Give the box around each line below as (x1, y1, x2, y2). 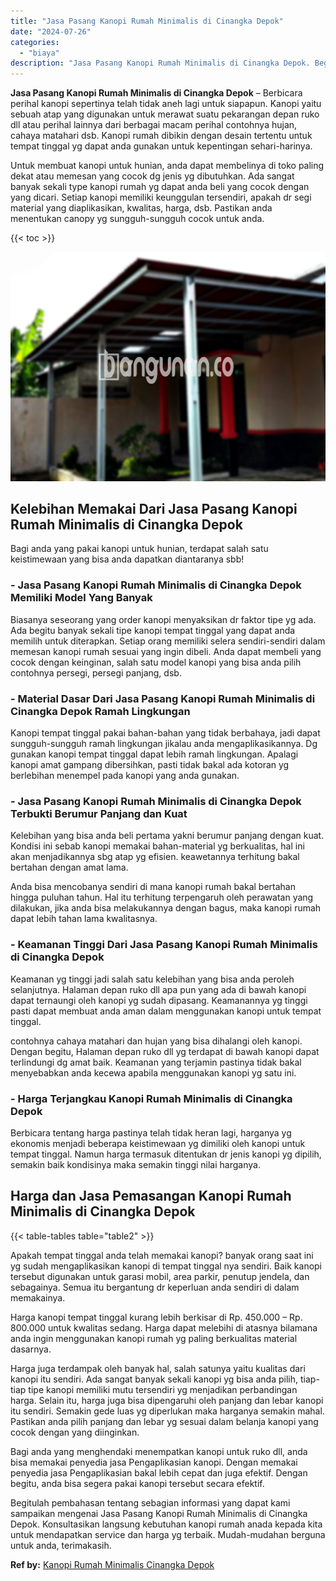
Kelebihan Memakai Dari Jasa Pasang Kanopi (10, 501, 298, 518)
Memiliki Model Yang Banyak (10, 591, 153, 605)
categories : (10, 37, 60, 47)
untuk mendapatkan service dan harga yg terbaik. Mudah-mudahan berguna (10, 1528, 326, 1540)
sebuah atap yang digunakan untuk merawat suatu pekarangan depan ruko (10, 108, 320, 120)
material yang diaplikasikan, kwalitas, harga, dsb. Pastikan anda (10, 202, 273, 214)
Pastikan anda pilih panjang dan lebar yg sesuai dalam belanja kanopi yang (10, 1415, 319, 1427)
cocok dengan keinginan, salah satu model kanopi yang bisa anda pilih (10, 656, 302, 668)
